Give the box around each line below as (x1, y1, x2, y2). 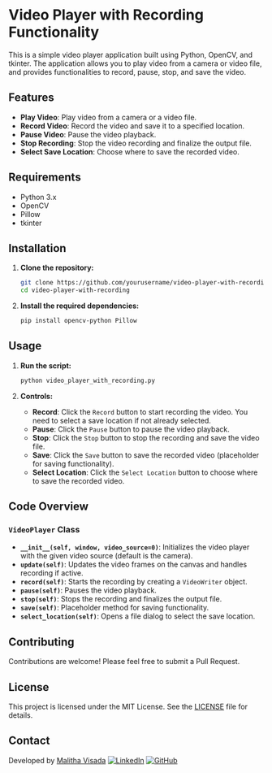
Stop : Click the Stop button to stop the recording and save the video (32, 432, 260, 442)
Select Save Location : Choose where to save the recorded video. (19, 146, 240, 156)
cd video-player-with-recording (19, 286, 130, 294)
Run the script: (19, 360, 71, 371)
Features (8, 91, 54, 105)
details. (8, 710, 33, 720)
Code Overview (8, 500, 89, 514)
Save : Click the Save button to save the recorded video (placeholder (32, 449, 260, 460)
